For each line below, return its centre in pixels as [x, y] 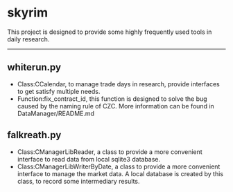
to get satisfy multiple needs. [59, 91]
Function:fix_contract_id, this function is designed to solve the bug [112, 99]
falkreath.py [34, 135]
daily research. [28, 39]
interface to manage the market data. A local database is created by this [120, 173]
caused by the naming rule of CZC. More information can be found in [116, 106]
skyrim [28, 13]
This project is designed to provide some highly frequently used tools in [110, 32]
